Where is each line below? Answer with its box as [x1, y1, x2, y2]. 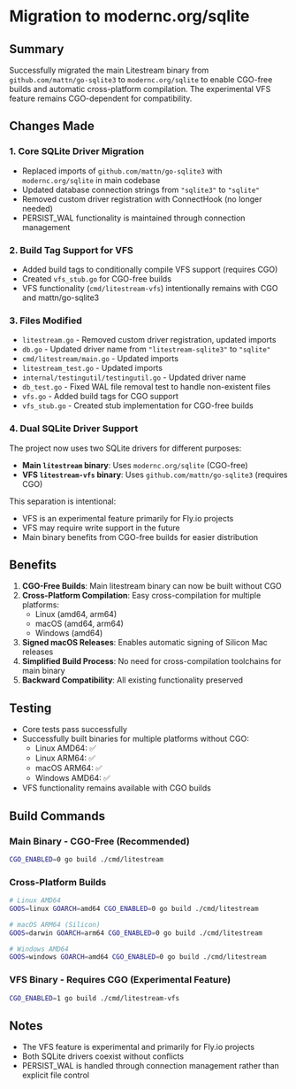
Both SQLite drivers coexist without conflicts [21, 1051, 184, 1062]
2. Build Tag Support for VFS [9, 243, 134, 256]
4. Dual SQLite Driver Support [9, 422, 139, 435]
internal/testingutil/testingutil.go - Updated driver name [21, 372, 247, 382]
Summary [9, 42, 65, 57]
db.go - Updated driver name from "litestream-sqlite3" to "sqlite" [21, 344, 271, 355]
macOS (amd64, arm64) [34, 618, 124, 629]
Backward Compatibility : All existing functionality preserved [21, 675, 244, 685]
